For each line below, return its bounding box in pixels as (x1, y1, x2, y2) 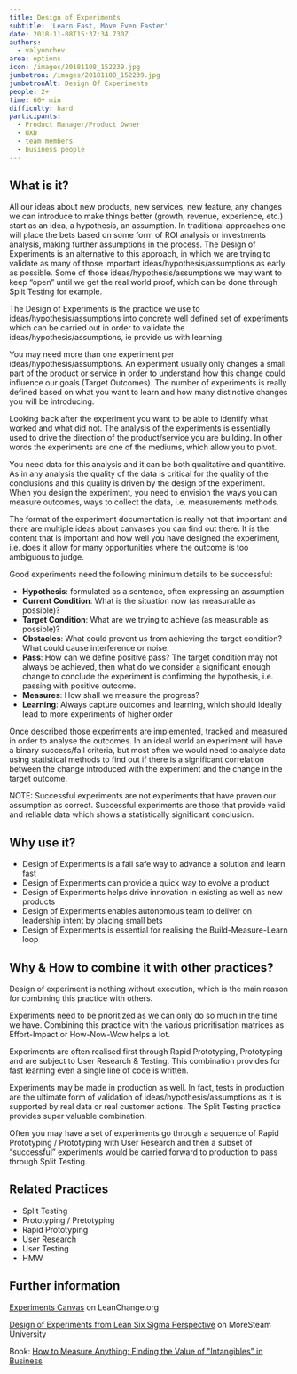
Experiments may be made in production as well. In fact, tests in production (9, 1083, 285, 1093)
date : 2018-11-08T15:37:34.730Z (9, 29, 129, 38)
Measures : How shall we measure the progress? (21, 690, 199, 701)
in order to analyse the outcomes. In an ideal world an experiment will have (9, 735, 283, 746)
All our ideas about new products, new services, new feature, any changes (9, 202, 282, 212)
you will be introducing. (9, 396, 95, 407)
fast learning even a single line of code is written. (9, 1065, 189, 1076)
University (9, 1329, 47, 1339)
